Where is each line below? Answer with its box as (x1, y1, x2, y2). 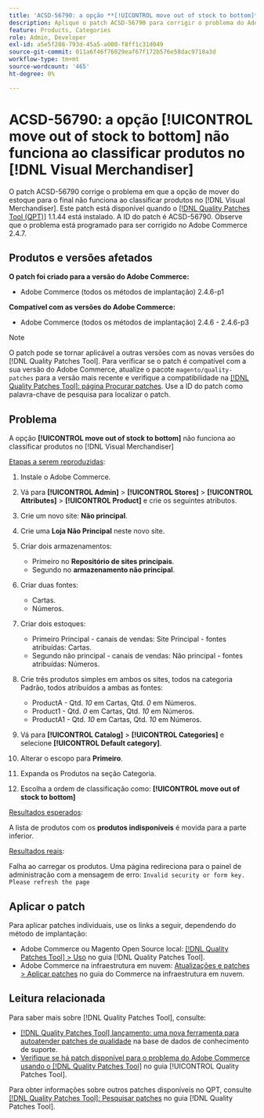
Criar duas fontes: (20, 581, 79, 590)
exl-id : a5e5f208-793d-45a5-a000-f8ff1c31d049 (9, 41, 164, 49)
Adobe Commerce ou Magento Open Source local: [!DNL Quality (20, 944, 230, 953)
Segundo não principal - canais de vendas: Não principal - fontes (31, 651, 244, 661)
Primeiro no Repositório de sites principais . (31, 557, 175, 566)
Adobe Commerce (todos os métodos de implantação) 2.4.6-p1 (20, 288, 225, 297)
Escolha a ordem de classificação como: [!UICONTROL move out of (20, 784, 240, 794)
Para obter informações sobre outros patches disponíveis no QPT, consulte (9, 1085, 252, 1094)
